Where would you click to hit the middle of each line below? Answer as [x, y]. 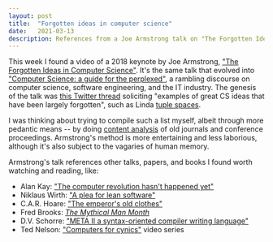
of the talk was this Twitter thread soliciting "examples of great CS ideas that [137, 96]
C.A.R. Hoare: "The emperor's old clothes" [91, 204]
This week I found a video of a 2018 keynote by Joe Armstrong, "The [123, 62]
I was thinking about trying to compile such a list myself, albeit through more [136, 121]
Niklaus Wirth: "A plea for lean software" [88, 195]
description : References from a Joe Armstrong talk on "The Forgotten [130, 39]
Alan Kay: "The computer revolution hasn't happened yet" [117, 187]
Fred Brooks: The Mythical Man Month [85, 213]
